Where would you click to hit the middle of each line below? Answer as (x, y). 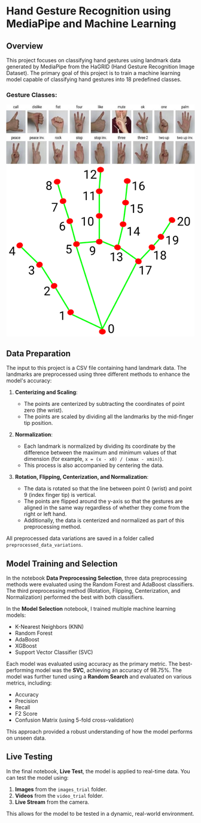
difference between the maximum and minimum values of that (100, 453)
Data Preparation (38, 353)
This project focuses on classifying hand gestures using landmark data (94, 60)
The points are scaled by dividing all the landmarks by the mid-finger (109, 417)
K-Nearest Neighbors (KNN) (49, 627)
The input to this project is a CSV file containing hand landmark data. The (96, 368)
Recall (22, 707)
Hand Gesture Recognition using (89, 11)
